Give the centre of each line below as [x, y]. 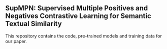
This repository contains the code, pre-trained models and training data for [84, 36]
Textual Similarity [34, 24]
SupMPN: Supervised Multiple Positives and [77, 8]
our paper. [16, 41]
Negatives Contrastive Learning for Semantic [78, 16]
